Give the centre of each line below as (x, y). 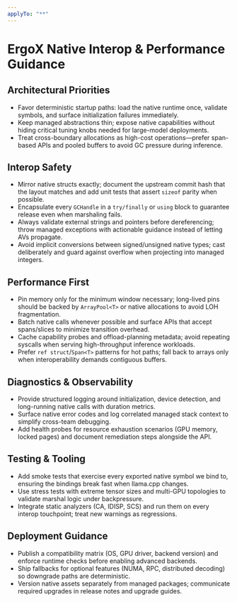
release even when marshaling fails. (70, 214)
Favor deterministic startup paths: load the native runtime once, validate (122, 107)
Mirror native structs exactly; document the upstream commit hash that (121, 185)
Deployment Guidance (58, 536)
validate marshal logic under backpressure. (80, 498)
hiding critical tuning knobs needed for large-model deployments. (113, 130)
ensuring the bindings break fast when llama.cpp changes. (103, 483)
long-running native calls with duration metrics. (86, 407)
